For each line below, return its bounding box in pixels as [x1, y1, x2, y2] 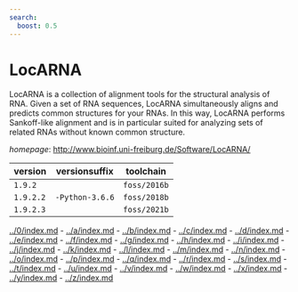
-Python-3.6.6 [54, 192, 115, 203]
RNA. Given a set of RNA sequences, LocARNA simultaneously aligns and [9, 99, 278, 109]
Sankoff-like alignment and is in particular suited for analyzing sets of [9, 118, 264, 128]
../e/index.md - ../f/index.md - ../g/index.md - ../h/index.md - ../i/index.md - [9, 235, 285, 246]
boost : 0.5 [17, 21, 58, 30]
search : [9, 12, 38, 22]
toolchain [125, 166, 167, 178]
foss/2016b [123, 180, 169, 191]
